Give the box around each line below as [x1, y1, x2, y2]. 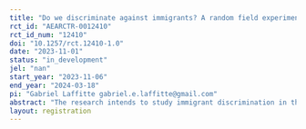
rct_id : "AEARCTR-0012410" [9, 22, 112, 31]
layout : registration [9, 106, 92, 115]
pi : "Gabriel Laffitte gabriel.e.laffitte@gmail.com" [9, 89, 219, 98]
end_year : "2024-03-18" [9, 81, 100, 90]
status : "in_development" [9, 55, 107, 64]
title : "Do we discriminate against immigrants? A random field [9, 13, 259, 23]
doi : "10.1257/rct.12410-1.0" [9, 38, 125, 48]
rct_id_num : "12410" [9, 30, 88, 39]
